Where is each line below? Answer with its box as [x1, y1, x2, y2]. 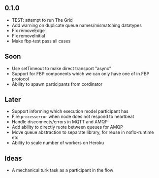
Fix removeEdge [11, 27, 45, 34]
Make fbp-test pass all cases [11, 38, 71, 44]
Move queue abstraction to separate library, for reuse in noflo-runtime [11, 129, 154, 135]
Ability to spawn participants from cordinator [11, 81, 103, 87]
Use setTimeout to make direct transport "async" [11, 65, 112, 71]
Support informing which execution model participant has [11, 108, 128, 114]
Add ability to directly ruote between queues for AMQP [11, 124, 124, 130]
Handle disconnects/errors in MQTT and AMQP [11, 119, 108, 125]
